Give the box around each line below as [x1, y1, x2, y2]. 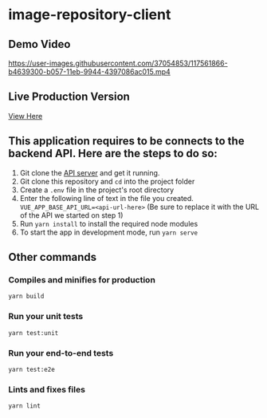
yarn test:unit [8, 329, 59, 337]
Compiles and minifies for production [8, 274, 155, 285]
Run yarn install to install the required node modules [19, 219, 198, 228]
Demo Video [8, 37, 71, 51]
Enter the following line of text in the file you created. [19, 193, 194, 203]
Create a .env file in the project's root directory [19, 185, 175, 195]
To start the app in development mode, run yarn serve [19, 227, 198, 237]
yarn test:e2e [8, 365, 56, 373]
